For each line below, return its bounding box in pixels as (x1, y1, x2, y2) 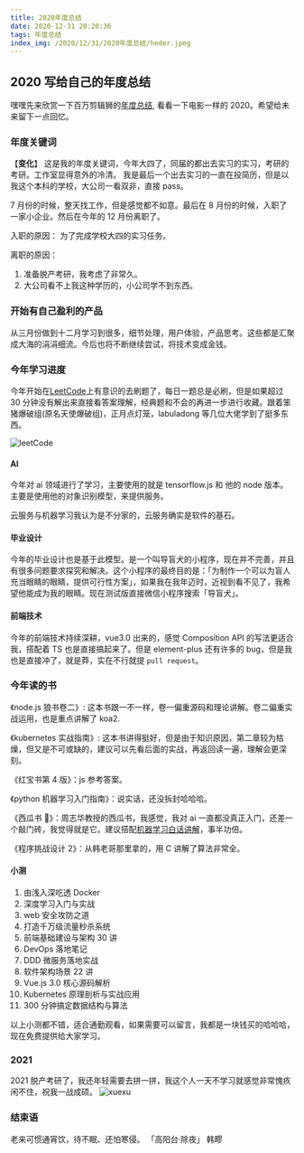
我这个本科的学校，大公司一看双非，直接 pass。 (10, 181, 189, 192)
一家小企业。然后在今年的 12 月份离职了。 (10, 211, 166, 222)
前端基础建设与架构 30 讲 (23, 933, 118, 943)
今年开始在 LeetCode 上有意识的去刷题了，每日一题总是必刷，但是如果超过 (10, 385, 284, 396)
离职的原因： (10, 249, 58, 260)
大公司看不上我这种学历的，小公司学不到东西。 (23, 280, 198, 291)
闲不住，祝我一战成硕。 (10, 1086, 97, 1098)
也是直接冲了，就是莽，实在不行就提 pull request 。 (10, 654, 204, 665)
